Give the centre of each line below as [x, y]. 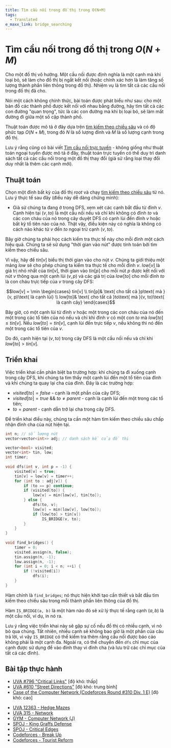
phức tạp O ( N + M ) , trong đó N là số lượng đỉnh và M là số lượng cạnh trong [85, 132]
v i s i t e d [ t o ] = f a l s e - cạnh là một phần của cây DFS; [67, 393]
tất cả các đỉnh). [22, 653]
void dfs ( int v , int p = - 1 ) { [39, 467]
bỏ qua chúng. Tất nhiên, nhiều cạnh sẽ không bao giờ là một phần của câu [84, 631]
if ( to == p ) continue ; [49, 486]
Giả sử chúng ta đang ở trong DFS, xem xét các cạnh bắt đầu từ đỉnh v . [87, 208]
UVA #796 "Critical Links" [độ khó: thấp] [55, 681]
